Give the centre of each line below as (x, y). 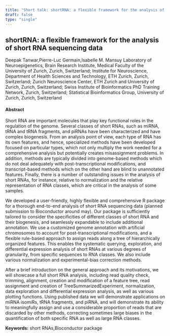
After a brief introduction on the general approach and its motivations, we (82, 270)
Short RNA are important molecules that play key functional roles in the (79, 121)
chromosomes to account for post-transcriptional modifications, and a (79, 233)
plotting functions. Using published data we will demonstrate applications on (85, 297)
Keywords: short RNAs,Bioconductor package (54, 328)
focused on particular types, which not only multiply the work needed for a (83, 148)
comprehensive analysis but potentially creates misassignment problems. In (84, 153)
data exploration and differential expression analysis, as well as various (79, 291)
